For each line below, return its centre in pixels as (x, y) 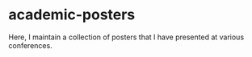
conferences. (30, 45)
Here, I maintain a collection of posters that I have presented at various (126, 37)
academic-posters (72, 15)
